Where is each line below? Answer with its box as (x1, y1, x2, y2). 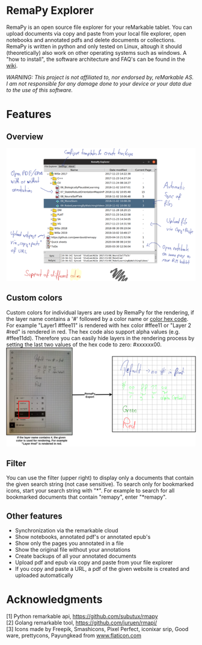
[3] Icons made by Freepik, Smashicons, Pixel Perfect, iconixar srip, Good (6, 626, 189, 633)
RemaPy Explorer (6, 4, 94, 17)
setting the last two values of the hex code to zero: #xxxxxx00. (6, 341, 162, 348)
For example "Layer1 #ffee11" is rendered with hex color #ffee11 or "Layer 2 (6, 322, 191, 329)
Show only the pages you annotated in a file (14, 540, 124, 547)
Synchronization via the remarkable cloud (14, 527, 118, 534)
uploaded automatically (14, 572, 73, 579)
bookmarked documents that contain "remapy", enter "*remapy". (6, 493, 167, 500)
